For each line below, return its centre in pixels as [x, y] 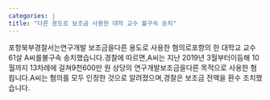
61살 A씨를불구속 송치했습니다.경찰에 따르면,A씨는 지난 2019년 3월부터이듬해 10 [134, 57]
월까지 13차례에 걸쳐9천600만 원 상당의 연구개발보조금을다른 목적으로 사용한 [129, 67]
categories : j [32, 16]
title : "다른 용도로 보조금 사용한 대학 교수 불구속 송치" [93, 23]
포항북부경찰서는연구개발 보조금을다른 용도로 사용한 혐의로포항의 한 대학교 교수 [132, 47]
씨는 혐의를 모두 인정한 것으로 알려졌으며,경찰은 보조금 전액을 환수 [138, 77]
